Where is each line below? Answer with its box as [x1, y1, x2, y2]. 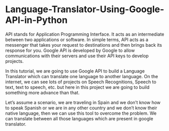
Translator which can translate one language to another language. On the [5, 73, 158, 79]
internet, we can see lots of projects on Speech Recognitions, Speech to [5, 79, 156, 85]
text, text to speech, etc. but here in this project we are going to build [5, 84, 150, 90]
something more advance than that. [5, 89, 80, 95]
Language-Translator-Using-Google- [5, 4, 164, 15]
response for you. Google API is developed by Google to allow [5, 47, 135, 53]
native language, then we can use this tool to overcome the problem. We [5, 110, 157, 116]
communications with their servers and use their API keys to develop [5, 52, 149, 59]
